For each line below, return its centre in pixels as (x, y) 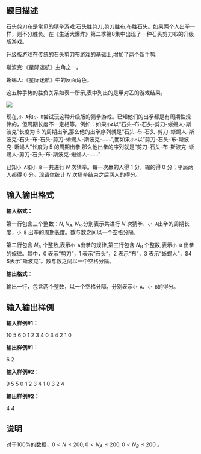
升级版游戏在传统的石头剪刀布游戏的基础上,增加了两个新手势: (82, 54)
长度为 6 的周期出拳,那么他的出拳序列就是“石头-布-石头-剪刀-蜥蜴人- (104, 132)
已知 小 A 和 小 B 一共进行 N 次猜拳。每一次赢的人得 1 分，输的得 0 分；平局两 (100, 167)
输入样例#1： (23, 323)
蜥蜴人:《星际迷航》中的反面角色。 (49, 79)
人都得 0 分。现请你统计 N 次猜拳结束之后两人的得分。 (74, 174)
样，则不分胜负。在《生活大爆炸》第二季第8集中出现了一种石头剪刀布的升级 (100, 34)
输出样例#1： (23, 348)
